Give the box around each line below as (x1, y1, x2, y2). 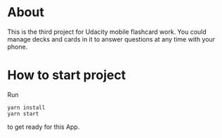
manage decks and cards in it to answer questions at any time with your (7, 34, 216, 43)
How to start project (7, 68, 126, 83)
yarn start (7, 110, 39, 117)
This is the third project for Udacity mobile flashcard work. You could (7, 27, 207, 36)
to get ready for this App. (7, 123, 80, 131)
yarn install (7, 103, 46, 111)
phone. (7, 42, 28, 51)
